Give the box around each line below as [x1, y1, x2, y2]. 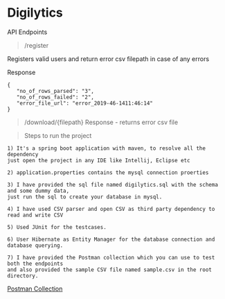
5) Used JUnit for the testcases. [7, 223, 107, 230]
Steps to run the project [24, 131, 92, 139]
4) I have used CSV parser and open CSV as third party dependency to [7, 205, 215, 212]
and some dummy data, [7, 187, 70, 194]
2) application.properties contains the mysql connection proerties [7, 169, 209, 176]
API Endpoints [7, 28, 48, 36]
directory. [7, 272, 39, 279]
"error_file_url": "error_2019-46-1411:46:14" [16, 99, 154, 107]
